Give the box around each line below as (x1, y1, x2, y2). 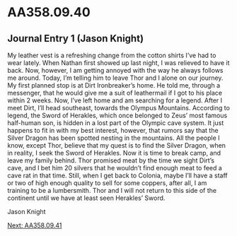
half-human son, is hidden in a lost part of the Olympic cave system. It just (7, 119, 224, 127)
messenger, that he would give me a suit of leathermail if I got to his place (7, 89, 223, 97)
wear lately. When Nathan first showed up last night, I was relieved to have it (7, 59, 230, 67)
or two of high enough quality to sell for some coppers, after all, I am (7, 179, 207, 187)
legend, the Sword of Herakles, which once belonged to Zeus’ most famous (7, 111, 228, 119)
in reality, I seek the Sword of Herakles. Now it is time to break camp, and (7, 149, 221, 157)
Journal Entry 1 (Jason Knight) (7, 33, 144, 45)
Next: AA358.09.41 (7, 221, 62, 230)
